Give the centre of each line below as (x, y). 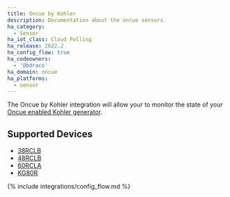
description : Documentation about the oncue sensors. (87, 20)
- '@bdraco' (31, 65)
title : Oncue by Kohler (42, 14)
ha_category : (26, 26)
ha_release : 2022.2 (36, 46)
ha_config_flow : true (39, 53)
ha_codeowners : (29, 59)
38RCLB (29, 151)
